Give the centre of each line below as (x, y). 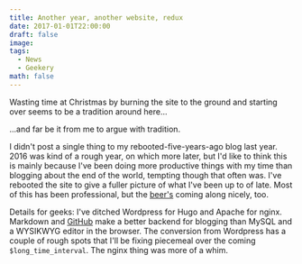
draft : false (34, 34)
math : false (32, 77)
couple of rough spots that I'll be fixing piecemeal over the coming (133, 241)
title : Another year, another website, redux (96, 18)
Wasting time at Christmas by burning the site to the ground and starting (143, 102)
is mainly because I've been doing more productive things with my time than (151, 165)
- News (30, 59)
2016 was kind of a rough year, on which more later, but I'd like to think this (148, 156)
